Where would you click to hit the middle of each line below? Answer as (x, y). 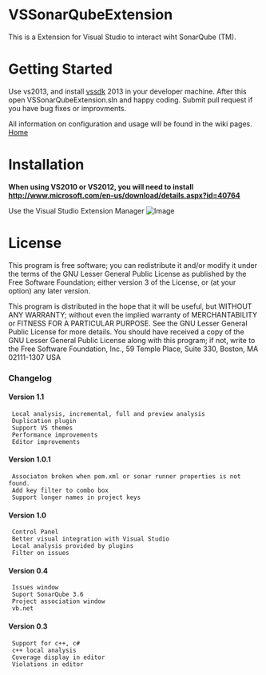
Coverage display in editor (58, 657)
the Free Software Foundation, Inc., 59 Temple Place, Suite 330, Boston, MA (133, 349)
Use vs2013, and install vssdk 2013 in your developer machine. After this (127, 91)
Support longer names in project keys (76, 497)
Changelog (30, 377)
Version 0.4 (28, 570)
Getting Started (61, 69)
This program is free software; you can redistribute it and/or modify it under (133, 265)
